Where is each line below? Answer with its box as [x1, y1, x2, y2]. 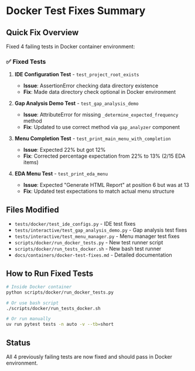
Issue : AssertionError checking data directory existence [23, 82, 159, 89]
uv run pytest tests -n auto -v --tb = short [6, 321, 114, 328]
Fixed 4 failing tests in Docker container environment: [6, 43, 135, 50]
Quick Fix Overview [6, 28, 79, 38]
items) [23, 159, 39, 166]
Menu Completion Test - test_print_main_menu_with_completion [14, 135, 171, 142]
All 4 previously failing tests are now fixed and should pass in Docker [6, 353, 173, 360]
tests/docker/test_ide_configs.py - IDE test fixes [14, 220, 136, 227]
